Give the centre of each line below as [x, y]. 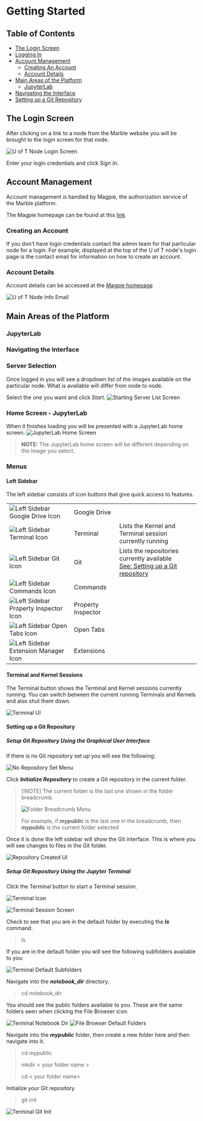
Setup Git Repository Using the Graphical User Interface [78, 741]
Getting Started [46, 11]
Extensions [89, 651]
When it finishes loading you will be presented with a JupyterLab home [95, 426]
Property [86, 605]
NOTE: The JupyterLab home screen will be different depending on [105, 445]
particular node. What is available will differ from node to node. [85, 385]
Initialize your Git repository [40, 1088]
